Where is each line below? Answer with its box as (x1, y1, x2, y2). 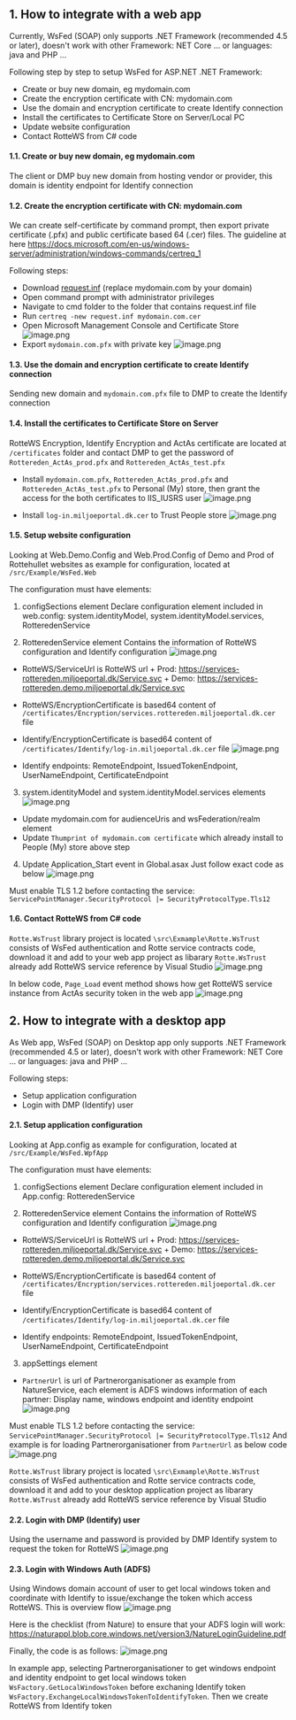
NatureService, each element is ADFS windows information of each (21, 1384, 268, 1395)
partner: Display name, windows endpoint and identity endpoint (21, 1394, 254, 1405)
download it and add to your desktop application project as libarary (9, 1485, 254, 1495)
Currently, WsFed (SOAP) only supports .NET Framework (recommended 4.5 (9, 30, 288, 41)
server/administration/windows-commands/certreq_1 (9, 248, 201, 259)
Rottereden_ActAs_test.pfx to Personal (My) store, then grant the (21, 482, 261, 494)
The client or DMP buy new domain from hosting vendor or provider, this (9, 171, 273, 181)
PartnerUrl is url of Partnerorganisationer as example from (21, 1376, 236, 1386)
